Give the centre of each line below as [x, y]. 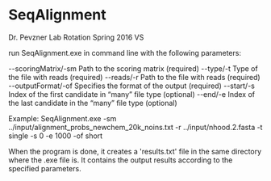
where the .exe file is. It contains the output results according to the [121, 160]
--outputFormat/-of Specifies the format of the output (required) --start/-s [132, 86]
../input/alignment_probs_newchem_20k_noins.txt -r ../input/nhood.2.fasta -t [135, 127]
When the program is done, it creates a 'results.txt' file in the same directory [135, 151]
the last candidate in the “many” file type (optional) [93, 103]
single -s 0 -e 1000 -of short [56, 136]
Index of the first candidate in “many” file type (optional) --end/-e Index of [132, 94]
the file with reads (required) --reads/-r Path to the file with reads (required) [134, 77]
